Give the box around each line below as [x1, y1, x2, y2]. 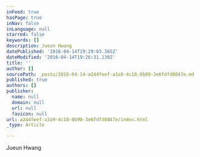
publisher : [6, 88, 34, 94]
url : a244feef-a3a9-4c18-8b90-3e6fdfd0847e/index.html [6, 116, 148, 122]
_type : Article [6, 122, 45, 128]
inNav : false [6, 20, 40, 26]
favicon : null [12, 111, 47, 117]
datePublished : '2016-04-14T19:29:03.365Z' [6, 49, 119, 55]
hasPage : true [6, 15, 43, 21]
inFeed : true [6, 9, 40, 15]
